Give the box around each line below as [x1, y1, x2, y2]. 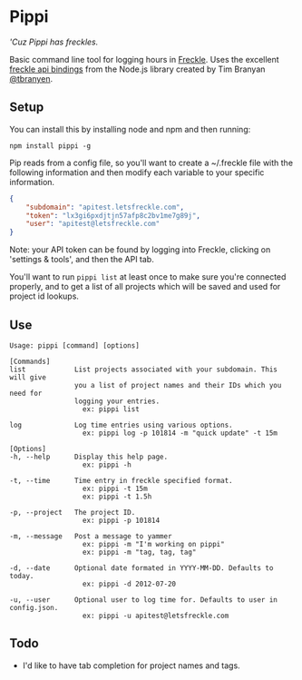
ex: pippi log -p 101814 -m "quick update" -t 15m [82, 429, 278, 438]
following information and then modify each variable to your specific [9, 166, 265, 178]
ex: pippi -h [82, 460, 132, 469]
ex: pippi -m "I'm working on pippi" [82, 539, 225, 548]
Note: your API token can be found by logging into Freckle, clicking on [9, 244, 271, 255]
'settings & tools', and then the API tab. [9, 254, 154, 265]
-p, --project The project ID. [9, 508, 136, 517]
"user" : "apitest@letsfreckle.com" [25, 220, 161, 229]
